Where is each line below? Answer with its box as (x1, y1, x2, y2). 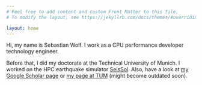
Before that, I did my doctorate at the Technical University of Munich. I (6, 59, 180, 66)
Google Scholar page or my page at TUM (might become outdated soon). (6, 72, 188, 80)
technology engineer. (6, 48, 59, 55)
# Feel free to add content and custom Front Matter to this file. (6, 8, 179, 15)
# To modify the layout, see (6, 14, 79, 20)
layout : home (6, 25, 39, 31)
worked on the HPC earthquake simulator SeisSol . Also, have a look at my (6, 66, 189, 73)
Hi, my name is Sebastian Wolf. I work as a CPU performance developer (6, 41, 184, 48)
